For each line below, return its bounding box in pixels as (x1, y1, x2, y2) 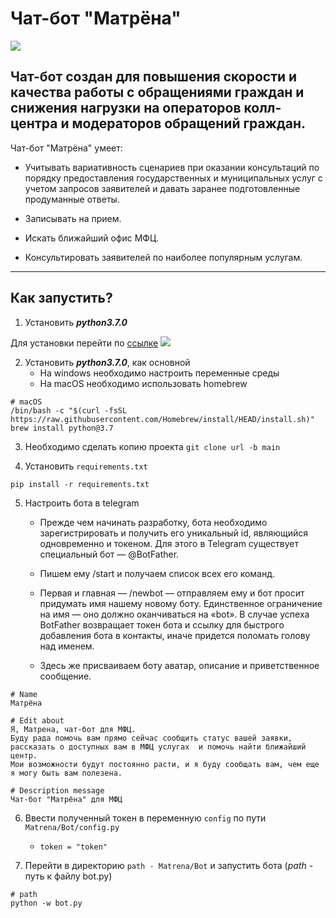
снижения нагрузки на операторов (10, 100, 242, 117)
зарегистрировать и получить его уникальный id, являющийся (39, 527, 309, 539)
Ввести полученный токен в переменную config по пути (24, 812, 267, 824)
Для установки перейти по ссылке (10, 337, 159, 349)
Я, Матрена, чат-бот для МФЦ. (10, 724, 137, 734)
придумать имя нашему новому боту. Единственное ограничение (39, 597, 323, 609)
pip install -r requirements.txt (10, 479, 150, 489)
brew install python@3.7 (10, 423, 114, 433)
